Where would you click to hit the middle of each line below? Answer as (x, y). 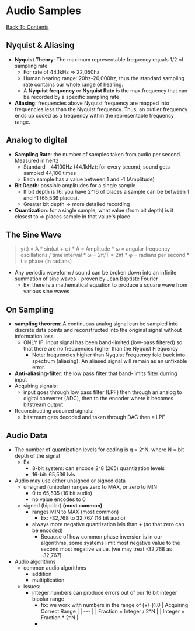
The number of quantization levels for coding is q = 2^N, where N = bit (99, 450)
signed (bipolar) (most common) (63, 505)
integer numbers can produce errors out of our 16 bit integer (105, 593)
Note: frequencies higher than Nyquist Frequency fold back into (109, 355)
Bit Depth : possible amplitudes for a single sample (75, 185)
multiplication (48, 580)
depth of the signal (37, 456)
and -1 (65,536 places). (51, 198)
